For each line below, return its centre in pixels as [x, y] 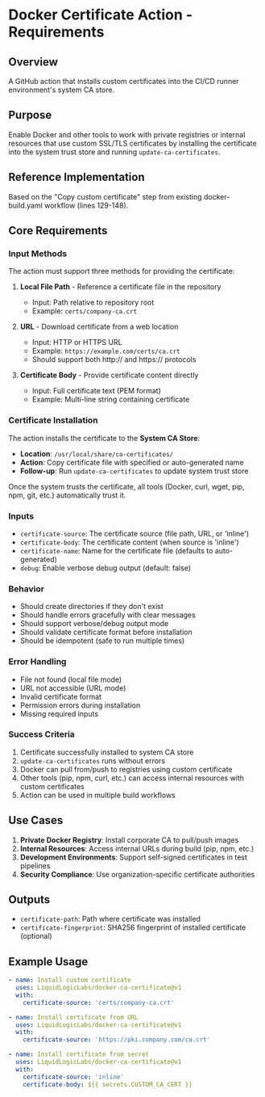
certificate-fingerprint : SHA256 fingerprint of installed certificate [133, 927]
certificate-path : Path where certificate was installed [110, 919]
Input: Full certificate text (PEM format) [96, 391]
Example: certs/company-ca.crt [85, 311]
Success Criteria [41, 734]
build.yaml [25, 205]
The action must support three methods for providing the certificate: [122, 271]
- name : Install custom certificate [70, 980]
